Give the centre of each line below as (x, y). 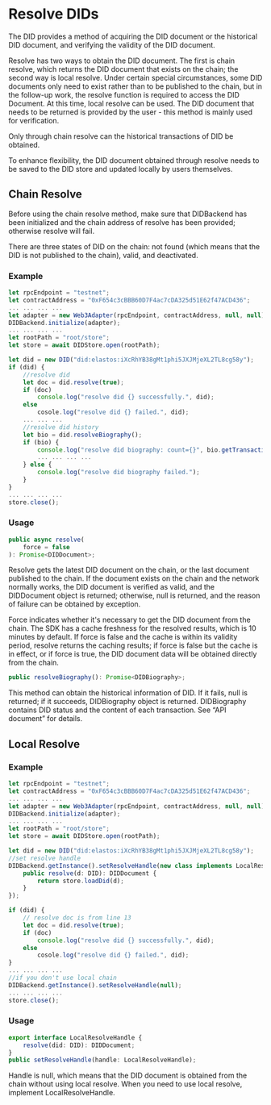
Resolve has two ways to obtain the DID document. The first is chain (122, 60)
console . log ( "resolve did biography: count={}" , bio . (129, 450)
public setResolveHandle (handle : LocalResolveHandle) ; (102, 1060)
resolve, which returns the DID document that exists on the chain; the (123, 69)
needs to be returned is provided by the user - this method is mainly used (130, 112)
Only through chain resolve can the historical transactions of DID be (121, 136)
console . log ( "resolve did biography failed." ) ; (119, 473)
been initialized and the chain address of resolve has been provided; (122, 222)
